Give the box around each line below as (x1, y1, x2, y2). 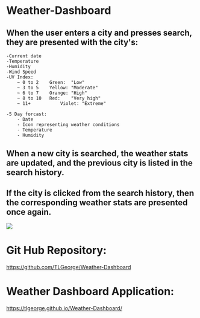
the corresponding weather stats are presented (6, 197, 188, 208)
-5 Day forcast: (6, 111, 47, 117)
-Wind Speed (6, 69, 36, 75)
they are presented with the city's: (6, 37, 139, 47)
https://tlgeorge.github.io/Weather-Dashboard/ (6, 305, 122, 312)
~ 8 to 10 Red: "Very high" (17, 95, 101, 101)
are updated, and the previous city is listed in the (6, 158, 193, 168)
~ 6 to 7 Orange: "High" (17, 90, 87, 96)
